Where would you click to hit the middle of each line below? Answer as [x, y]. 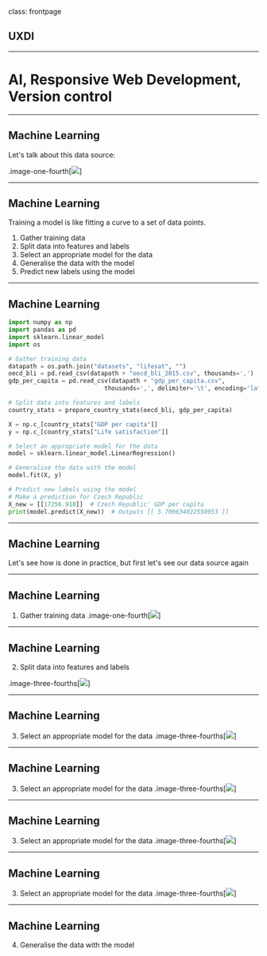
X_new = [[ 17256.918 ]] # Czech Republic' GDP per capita [106, 504]
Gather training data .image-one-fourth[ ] [90, 615]
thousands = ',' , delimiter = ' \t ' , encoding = [176, 388]
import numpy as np [41, 322]
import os [25, 345]
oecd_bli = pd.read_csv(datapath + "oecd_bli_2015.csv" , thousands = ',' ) [131, 374]
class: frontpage [35, 12]
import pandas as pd [43, 330]
